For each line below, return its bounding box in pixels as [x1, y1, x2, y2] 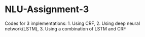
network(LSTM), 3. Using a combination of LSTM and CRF [5, 25, 126, 31]
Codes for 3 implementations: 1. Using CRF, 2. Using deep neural [5, 20, 140, 26]
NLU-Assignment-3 [5, 4, 89, 15]
